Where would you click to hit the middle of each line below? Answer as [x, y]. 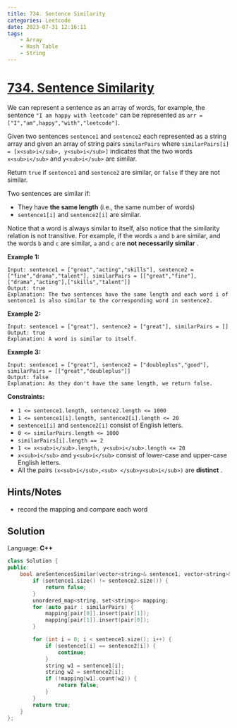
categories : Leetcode [39, 20]
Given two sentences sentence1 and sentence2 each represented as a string [117, 136]
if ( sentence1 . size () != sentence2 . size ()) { [101, 581]
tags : [15, 33]
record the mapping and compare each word [83, 509]
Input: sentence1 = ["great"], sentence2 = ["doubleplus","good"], [109, 365]
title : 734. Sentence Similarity [56, 14]
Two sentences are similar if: [49, 193]
